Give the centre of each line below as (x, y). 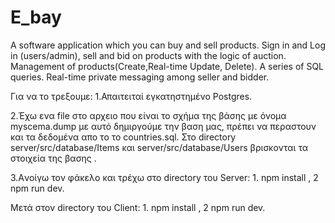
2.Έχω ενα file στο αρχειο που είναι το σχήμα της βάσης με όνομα (148, 115)
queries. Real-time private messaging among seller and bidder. (140, 77)
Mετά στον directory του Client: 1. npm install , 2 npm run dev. (138, 207)
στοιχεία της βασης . (53, 158)
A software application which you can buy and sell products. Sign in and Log (168, 45)
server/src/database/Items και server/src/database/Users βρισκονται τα (159, 147)
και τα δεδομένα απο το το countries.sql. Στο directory (123, 137)
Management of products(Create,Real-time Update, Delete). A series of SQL (167, 66)
